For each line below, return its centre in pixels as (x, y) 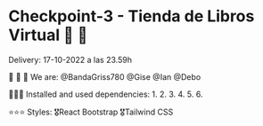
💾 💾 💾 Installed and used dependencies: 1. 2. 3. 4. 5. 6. (106, 94)
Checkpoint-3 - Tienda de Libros (131, 16)
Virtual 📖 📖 (48, 35)
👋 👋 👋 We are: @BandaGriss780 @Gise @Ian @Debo (105, 76)
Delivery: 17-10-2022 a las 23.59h (70, 59)
